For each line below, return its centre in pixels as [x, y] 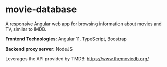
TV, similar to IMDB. [26, 29]
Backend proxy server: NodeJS [39, 49]
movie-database [41, 9]
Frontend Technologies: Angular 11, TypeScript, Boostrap [66, 39]
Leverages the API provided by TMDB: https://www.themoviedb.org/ [77, 59]
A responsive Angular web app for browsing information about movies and [83, 24]
